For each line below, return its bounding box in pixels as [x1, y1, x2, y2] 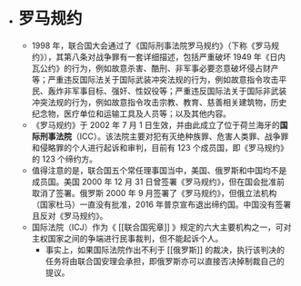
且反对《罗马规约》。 [31, 210, 108, 221]
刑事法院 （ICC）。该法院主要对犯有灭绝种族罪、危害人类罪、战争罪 [39, 131, 289, 142]
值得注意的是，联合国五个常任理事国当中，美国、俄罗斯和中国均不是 [31, 164, 287, 175]
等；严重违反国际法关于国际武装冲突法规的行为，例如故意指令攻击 [31, 74, 279, 84]
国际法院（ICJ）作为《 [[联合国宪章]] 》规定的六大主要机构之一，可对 [31, 222, 292, 232]
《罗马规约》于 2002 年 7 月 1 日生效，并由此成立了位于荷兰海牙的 [31, 119, 280, 130]
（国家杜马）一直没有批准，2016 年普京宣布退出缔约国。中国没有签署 [31, 199, 292, 210]
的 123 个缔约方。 [31, 153, 98, 164]
